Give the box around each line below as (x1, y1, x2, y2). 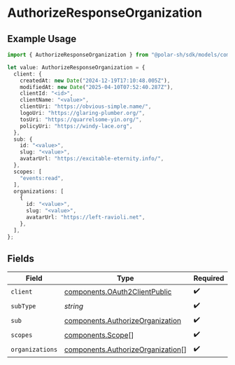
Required (193, 273, 225, 283)
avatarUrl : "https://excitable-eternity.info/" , (20, 156, 164, 163)
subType (10, 302, 36, 310)
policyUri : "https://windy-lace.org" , (20, 123, 133, 130)
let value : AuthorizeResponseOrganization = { (7, 64, 145, 71)
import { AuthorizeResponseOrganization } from (7, 51, 149, 58)
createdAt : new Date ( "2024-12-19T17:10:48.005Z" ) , (20, 77, 171, 84)
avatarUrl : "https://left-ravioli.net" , (25, 214, 145, 221)
